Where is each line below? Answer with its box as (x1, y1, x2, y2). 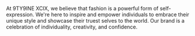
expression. (6, 11, 35, 18)
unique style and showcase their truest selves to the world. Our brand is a (6, 17, 185, 24)
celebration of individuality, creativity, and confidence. (6, 23, 138, 30)
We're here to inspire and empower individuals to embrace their (35, 11, 190, 18)
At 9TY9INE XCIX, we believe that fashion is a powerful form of (6, 5, 159, 12)
